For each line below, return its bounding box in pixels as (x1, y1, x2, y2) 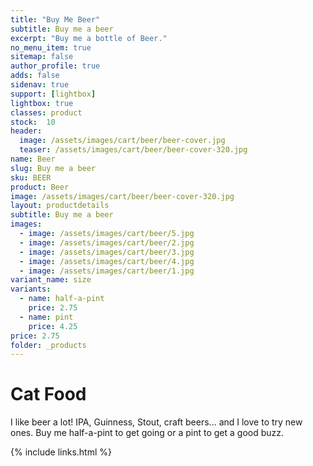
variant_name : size (10, 275, 92, 285)
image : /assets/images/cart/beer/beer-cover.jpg (19, 136, 226, 146)
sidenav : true (10, 80, 70, 90)
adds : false (10, 71, 60, 81)
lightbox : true (10, 98, 74, 108)
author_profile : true (10, 61, 101, 71)
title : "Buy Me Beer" (10, 14, 101, 25)
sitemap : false (10, 52, 74, 62)
